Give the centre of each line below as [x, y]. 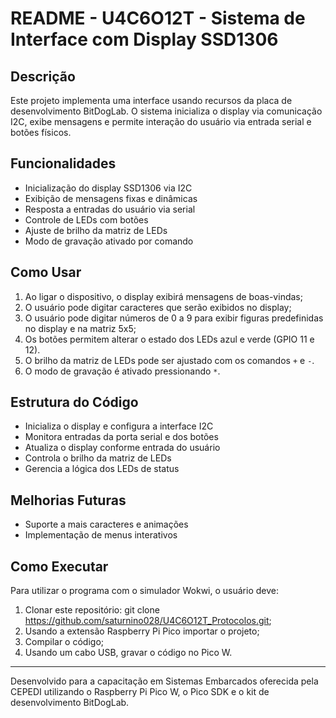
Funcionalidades [63, 163]
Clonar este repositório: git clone [92, 610]
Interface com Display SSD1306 [144, 39]
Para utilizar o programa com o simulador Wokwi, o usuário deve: [144, 591]
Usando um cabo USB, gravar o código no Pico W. [128, 653]
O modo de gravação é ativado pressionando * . [122, 371]
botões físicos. [41, 132]
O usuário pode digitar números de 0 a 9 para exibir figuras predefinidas [174, 318]
